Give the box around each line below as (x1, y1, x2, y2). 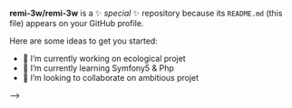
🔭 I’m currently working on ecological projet (22, 54, 186, 64)
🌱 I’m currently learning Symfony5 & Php (22, 63, 175, 74)
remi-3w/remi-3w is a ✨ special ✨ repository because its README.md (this (9, 8, 283, 18)
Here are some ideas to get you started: (9, 35, 159, 46)
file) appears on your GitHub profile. (9, 18, 144, 28)
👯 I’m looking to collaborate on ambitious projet (22, 73, 200, 83)
